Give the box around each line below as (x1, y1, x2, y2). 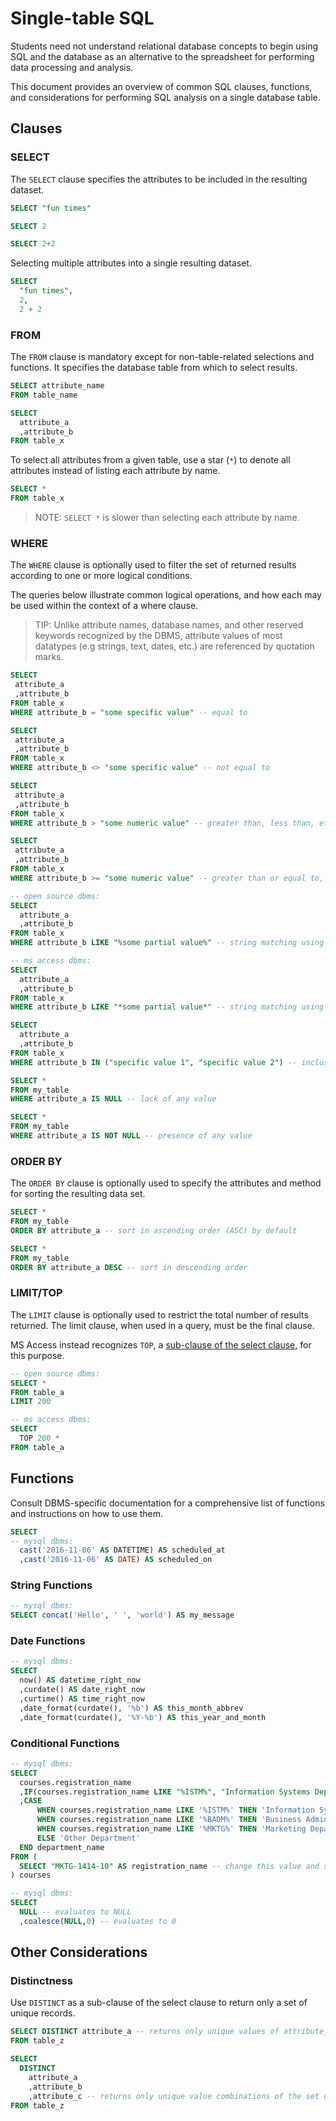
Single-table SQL (10, 7, 155, 30)
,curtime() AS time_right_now (19, 1693, 145, 1704)
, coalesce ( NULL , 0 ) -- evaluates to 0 (19, 1916, 177, 1926)
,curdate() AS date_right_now (19, 1685, 145, 1695)
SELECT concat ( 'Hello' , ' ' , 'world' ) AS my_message (10, 1610, 235, 1621)
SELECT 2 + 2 (10, 239, 56, 249)
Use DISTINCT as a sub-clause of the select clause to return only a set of (10, 1997, 308, 2009)
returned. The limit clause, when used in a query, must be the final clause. (10, 1319, 315, 1331)
